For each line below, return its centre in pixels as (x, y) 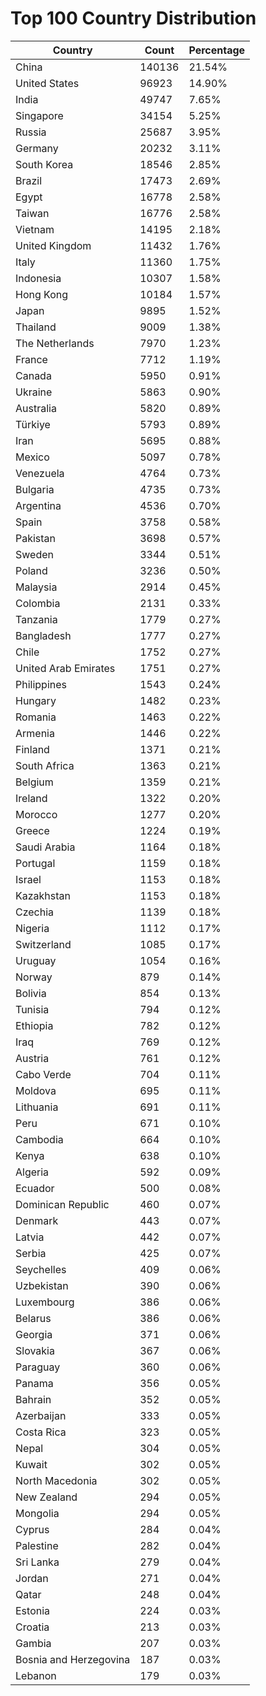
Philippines (41, 684)
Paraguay (38, 1367)
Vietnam (35, 229)
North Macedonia (56, 1480)
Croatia (32, 1627)
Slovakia (35, 1350)
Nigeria (32, 928)
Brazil (29, 180)
